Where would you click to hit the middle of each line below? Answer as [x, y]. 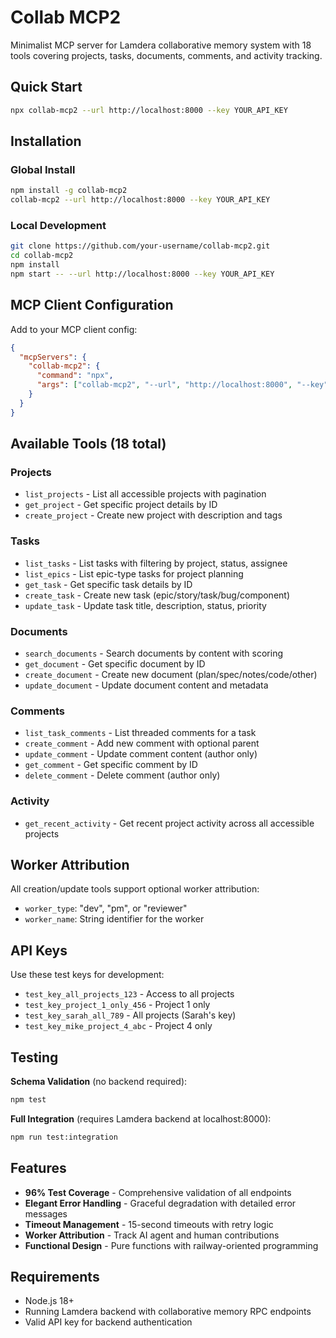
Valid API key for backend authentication [108, 1322]
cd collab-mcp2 [42, 256]
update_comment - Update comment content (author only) [141, 754]
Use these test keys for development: [87, 975]
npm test [28, 1099]
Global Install [43, 169]
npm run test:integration [64, 1137]
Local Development [58, 225]
